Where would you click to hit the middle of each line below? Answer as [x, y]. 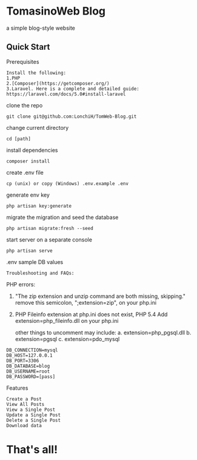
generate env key [28, 195]
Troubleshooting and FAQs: [40, 273]
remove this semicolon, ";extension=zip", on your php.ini [85, 302]
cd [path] [19, 139]
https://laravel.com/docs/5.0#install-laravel [66, 94]
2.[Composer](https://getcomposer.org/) [58, 83]
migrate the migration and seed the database [62, 217]
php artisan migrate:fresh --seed [50, 228]
